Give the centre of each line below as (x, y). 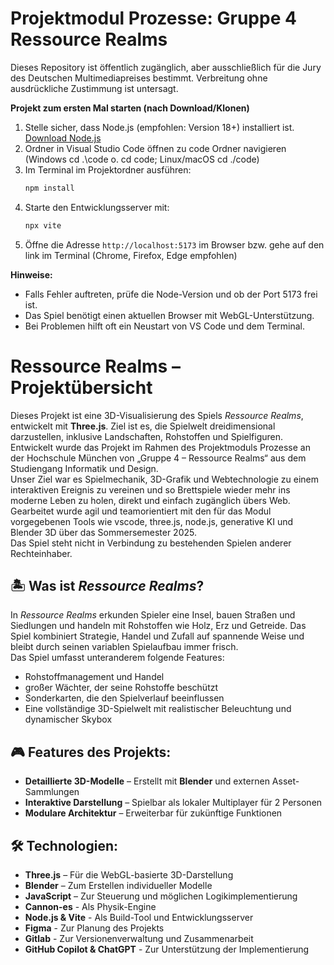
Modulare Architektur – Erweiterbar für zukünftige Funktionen (153, 813)
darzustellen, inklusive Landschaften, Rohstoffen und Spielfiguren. (147, 436)
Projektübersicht (81, 387)
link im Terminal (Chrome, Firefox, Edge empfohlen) (131, 255)
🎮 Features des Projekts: (91, 752)
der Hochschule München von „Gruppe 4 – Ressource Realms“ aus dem (158, 458)
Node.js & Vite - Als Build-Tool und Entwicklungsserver (139, 918)
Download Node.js (63, 138)
